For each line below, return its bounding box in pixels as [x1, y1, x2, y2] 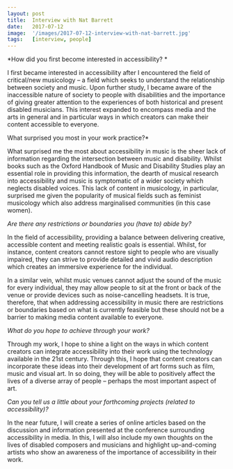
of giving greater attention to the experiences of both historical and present [7, 98, 223, 106]
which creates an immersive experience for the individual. [7, 263, 173, 271]
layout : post [7, 10, 45, 17]
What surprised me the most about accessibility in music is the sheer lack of [7, 147, 226, 156]
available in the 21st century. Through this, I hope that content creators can [7, 355, 223, 363]
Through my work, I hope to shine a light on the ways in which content [7, 340, 209, 348]
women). [7, 206, 33, 215]
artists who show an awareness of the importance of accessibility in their [7, 448, 217, 456]
